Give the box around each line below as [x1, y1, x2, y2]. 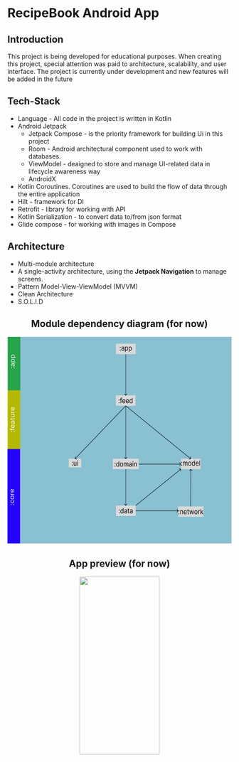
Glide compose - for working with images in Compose [17, 220, 176, 228]
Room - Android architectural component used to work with [28, 144, 203, 153]
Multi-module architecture [17, 259, 95, 268]
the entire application [17, 190, 80, 198]
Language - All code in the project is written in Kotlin [17, 114, 172, 122]
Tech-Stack [7, 95, 60, 107]
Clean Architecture [17, 289, 73, 298]
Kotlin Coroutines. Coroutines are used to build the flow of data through [17, 182, 228, 190]
